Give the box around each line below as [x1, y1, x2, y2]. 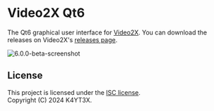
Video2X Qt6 [7, 5, 85, 21]
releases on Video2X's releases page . [7, 35, 118, 44]
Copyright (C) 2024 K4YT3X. [7, 96, 93, 104]
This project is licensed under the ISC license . [7, 88, 141, 96]
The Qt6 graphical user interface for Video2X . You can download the [7, 28, 207, 37]
